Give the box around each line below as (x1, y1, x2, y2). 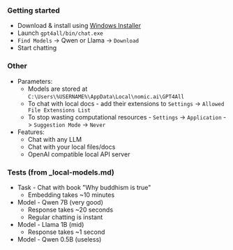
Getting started (7, 6, 61, 15)
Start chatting (17, 44, 57, 52)
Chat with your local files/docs (27, 142, 116, 151)
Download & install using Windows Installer (17, 22, 142, 30)
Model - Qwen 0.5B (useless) (17, 235, 102, 243)
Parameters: (17, 77, 53, 85)
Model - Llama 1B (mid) (17, 220, 84, 228)
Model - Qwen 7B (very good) (17, 198, 103, 206)
